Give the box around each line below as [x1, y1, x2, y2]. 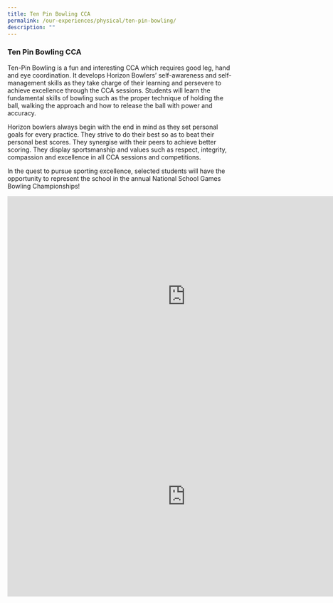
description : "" [7, 23, 55, 31]
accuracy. [7, 108, 37, 117]
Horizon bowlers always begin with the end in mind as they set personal [7, 122, 218, 131]
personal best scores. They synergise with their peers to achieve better [7, 137, 217, 146]
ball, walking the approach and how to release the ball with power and [7, 101, 213, 110]
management [7, 78, 46, 87]
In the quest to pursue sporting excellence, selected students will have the [7, 167, 226, 175]
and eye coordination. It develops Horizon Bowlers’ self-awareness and [7, 70, 217, 79]
